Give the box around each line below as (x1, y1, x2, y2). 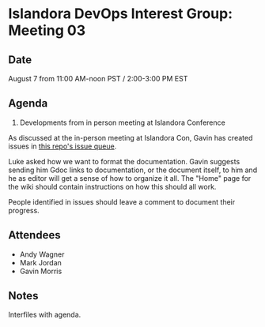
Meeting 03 (8, 21, 85, 39)
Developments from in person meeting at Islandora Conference (19, 118, 225, 127)
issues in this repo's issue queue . (8, 141, 117, 151)
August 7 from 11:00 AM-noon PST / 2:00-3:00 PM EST (8, 74, 188, 83)
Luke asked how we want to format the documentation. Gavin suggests (8, 156, 240, 166)
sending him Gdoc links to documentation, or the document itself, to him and (8, 165, 258, 175)
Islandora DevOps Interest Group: (8, 5, 233, 23)
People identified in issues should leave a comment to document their (8, 197, 236, 206)
